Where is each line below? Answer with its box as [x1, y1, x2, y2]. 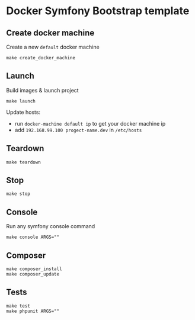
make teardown [6, 159, 41, 165]
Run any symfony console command [6, 223, 95, 230]
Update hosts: [6, 108, 40, 116]
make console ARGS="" [6, 234, 60, 241]
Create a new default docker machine [6, 43, 100, 50]
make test [6, 303, 31, 309]
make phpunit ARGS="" [6, 308, 60, 314]
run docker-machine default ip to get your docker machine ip [14, 120, 166, 127]
